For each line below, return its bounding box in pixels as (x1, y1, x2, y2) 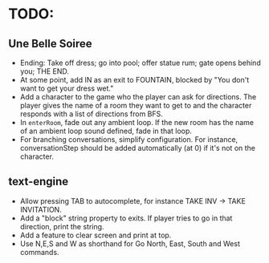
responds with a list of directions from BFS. (19, 109, 163, 119)
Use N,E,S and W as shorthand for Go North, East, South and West (19, 238, 241, 249)
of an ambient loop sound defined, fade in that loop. (19, 126, 193, 136)
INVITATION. (19, 204, 62, 214)
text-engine (8, 175, 69, 188)
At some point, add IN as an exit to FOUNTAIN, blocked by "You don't (19, 75, 250, 84)
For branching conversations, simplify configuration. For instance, (19, 135, 238, 144)
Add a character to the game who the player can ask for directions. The (19, 92, 257, 101)
